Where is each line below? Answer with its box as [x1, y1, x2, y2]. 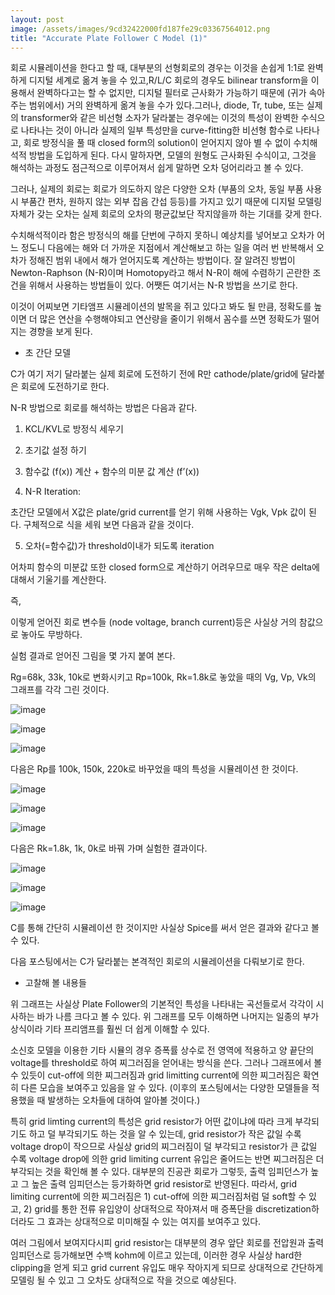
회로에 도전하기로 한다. [20, 381, 110, 393]
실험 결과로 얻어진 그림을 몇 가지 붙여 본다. [10, 650, 176, 662]
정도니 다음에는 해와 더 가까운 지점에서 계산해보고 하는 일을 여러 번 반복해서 [20, 242, 315, 254]
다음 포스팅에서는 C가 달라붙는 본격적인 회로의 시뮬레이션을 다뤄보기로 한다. [10, 956, 305, 968]
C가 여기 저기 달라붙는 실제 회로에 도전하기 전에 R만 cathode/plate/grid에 [10, 368, 299, 380]
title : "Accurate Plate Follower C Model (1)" [10, 33, 208, 43]
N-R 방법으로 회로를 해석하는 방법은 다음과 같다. [10, 402, 198, 414]
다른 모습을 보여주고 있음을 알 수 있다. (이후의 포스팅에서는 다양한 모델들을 [20, 1082, 310, 1094]
